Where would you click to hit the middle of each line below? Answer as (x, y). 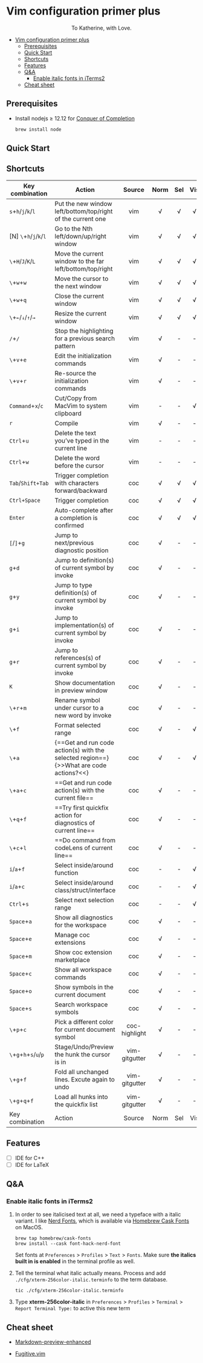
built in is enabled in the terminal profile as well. (75, 1261)
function (66, 873)
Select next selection (84, 900)
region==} (95, 757)
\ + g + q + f (21, 1100)
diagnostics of (75, 823)
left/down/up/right (81, 236)
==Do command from (85, 840)
